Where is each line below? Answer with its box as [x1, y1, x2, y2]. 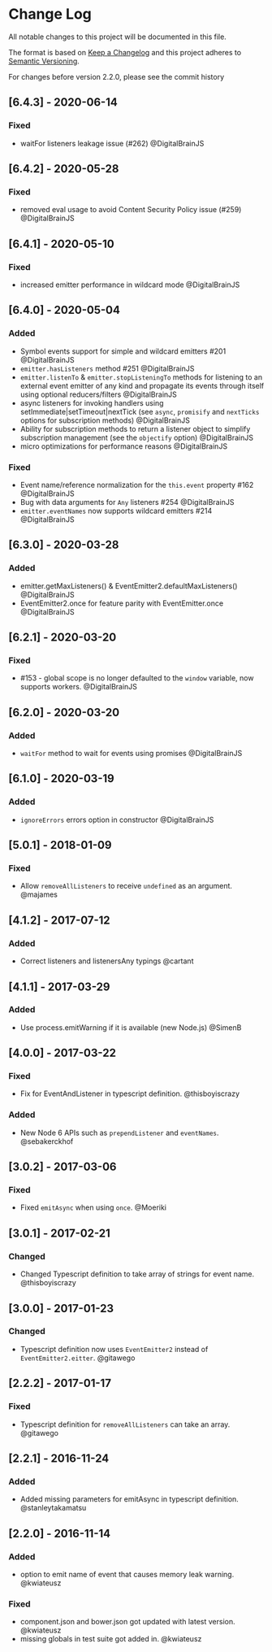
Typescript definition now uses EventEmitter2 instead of [19, 1344, 209, 1354]
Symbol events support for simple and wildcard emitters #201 [19, 346, 227, 356]
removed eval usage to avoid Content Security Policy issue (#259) [19, 205, 242, 215]
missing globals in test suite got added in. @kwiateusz [19, 1634, 202, 1644]
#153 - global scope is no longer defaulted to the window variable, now [19, 673, 254, 683]
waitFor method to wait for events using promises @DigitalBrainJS [19, 749, 243, 759]
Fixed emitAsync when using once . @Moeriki [19, 1202, 167, 1212]
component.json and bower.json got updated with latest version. [19, 1617, 235, 1627]
